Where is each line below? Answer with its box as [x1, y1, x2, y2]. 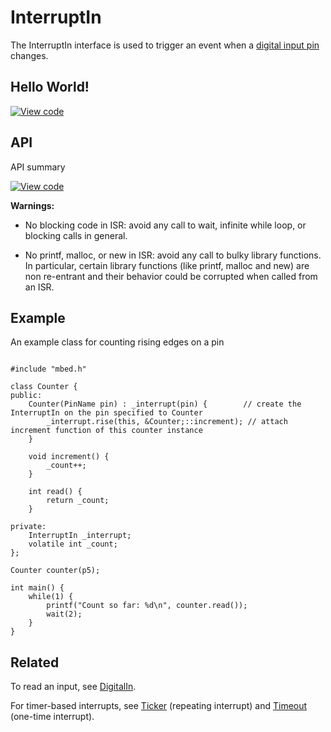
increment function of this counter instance [10, 426, 203, 436]
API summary [10, 161, 66, 173]
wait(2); [46, 609, 83, 620]
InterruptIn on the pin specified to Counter [10, 408, 203, 418]
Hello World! [10, 79, 90, 96]
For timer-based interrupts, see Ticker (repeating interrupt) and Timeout [10, 700, 308, 712]
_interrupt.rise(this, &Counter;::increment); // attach [46, 417, 288, 427]
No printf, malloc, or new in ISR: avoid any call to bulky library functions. [24, 249, 322, 261]
